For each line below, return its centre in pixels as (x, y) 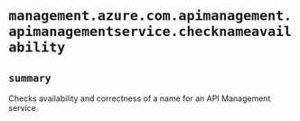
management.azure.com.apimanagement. (150, 16)
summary (30, 78)
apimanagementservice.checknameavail (150, 32)
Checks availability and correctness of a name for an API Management (140, 98)
